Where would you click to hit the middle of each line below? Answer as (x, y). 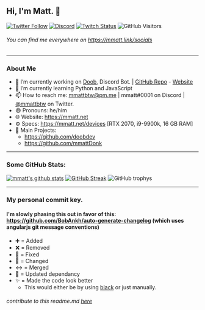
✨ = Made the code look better (54, 280)
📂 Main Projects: (36, 130)
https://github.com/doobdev (60, 137)
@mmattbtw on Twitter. (45, 104)
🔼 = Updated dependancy (48, 274)
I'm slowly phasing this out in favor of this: (61, 214)
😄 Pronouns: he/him (41, 110)
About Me (21, 68)
